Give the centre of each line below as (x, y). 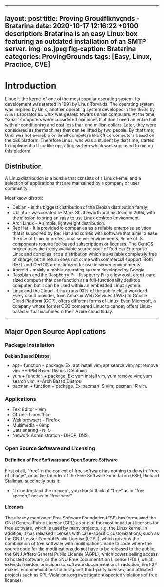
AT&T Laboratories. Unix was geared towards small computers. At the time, (81, 114)
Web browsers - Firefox (36, 420)
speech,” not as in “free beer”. (42, 496)
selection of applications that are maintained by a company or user (72, 183)
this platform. (18, 151)
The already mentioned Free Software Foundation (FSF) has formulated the (81, 518)
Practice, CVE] (28, 64)
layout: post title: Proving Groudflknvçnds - (72, 18)
